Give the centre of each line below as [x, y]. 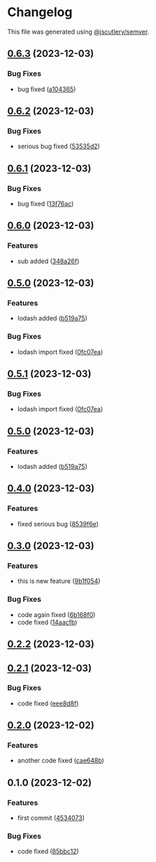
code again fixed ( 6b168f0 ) [56, 614]
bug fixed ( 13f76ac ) [45, 204]
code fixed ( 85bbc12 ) [48, 851]
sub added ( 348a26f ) [48, 261]
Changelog [40, 12]
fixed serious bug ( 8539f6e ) [58, 524]
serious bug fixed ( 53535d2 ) [58, 146]
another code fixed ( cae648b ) [61, 761]
